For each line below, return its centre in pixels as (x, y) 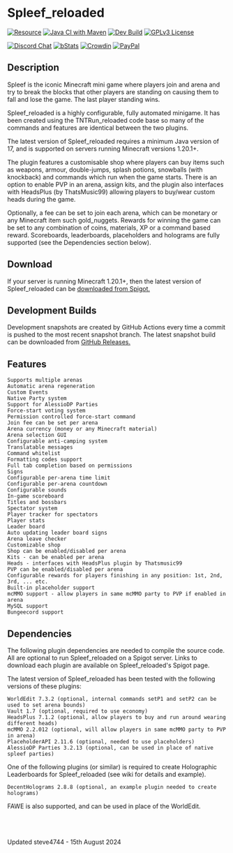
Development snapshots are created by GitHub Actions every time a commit (116, 327)
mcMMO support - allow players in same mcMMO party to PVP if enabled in (117, 594)
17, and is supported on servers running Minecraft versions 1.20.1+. (103, 149)
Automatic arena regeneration (51, 386)
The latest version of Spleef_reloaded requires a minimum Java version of (113, 141)
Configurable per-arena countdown (58, 484)
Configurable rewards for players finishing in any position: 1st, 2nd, (115, 576)
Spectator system (32, 509)
